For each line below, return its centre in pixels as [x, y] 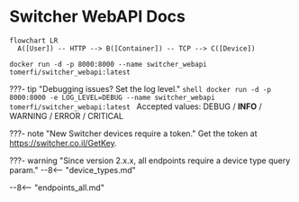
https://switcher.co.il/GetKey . [63, 142]
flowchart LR [34, 41]
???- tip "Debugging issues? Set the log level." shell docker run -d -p [140, 88]
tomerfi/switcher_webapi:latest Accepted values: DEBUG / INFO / [136, 106]
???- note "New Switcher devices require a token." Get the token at [134, 133]
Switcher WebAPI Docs [98, 17]
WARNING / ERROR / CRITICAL [67, 115]
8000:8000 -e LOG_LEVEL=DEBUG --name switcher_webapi [113, 97]
